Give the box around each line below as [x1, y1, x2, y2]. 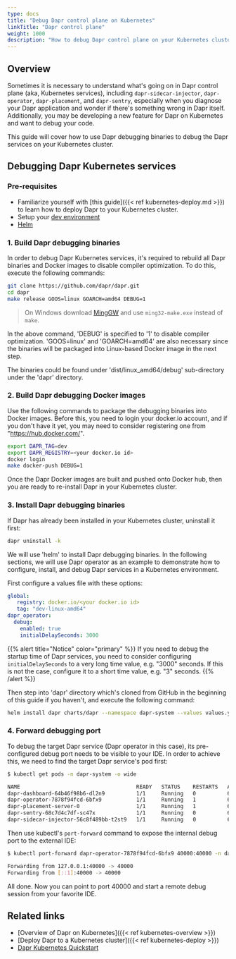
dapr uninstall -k [7, 537, 61, 544]
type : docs [7, 10, 39, 18]
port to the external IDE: [7, 836, 77, 845]
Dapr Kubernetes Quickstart [17, 943, 99, 952]
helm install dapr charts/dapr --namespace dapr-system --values [7, 709, 202, 716]
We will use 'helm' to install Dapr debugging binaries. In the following [7, 550, 207, 558]
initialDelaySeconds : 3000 [20, 632, 99, 639]
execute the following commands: [7, 269, 105, 277]
